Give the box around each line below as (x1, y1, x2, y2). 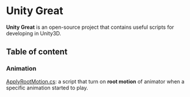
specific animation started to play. (6, 84, 88, 91)
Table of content (6, 47, 68, 57)
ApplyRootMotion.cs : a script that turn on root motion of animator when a (6, 78, 185, 85)
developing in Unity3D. (6, 29, 62, 36)
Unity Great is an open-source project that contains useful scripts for (6, 24, 175, 31)
